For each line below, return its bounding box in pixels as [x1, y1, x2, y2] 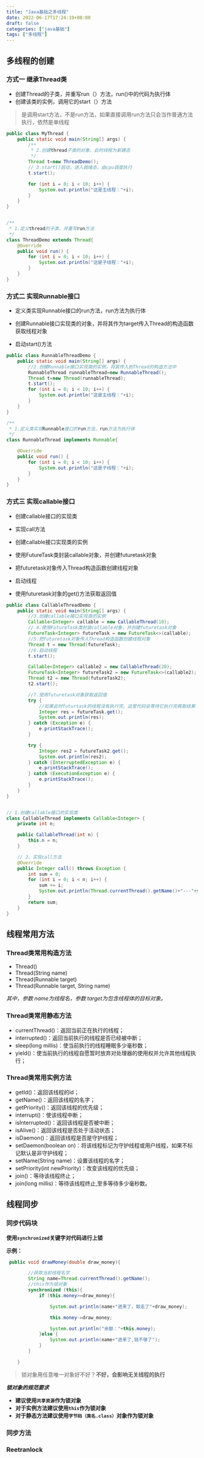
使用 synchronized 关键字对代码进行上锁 [6, 1234, 103, 1241]
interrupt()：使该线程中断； [15, 1111, 84, 1119]
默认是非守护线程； [20, 1149, 69, 1156]
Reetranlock [6, 1445, 43, 1454]
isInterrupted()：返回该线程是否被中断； [15, 1119, 115, 1126]
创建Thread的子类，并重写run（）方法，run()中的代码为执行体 [15, 90, 171, 97]
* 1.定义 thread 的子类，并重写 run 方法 [8, 226, 95, 232]
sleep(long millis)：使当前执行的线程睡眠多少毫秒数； [15, 1042, 149, 1049]
